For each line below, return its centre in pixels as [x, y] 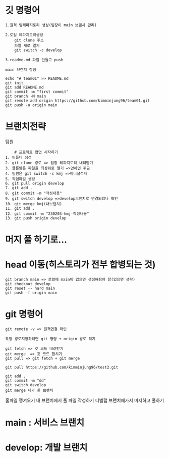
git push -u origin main [31, 105]
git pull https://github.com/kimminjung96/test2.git [62, 367]
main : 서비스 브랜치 [45, 423]
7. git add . [19, 188]
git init [14, 83]
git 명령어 [24, 314]
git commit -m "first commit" [37, 91]
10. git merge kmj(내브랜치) [34, 204]
